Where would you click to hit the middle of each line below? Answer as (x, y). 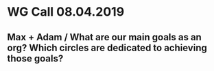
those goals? (35, 58)
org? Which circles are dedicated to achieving (107, 47)
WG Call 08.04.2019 (66, 12)
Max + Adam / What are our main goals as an (105, 37)
